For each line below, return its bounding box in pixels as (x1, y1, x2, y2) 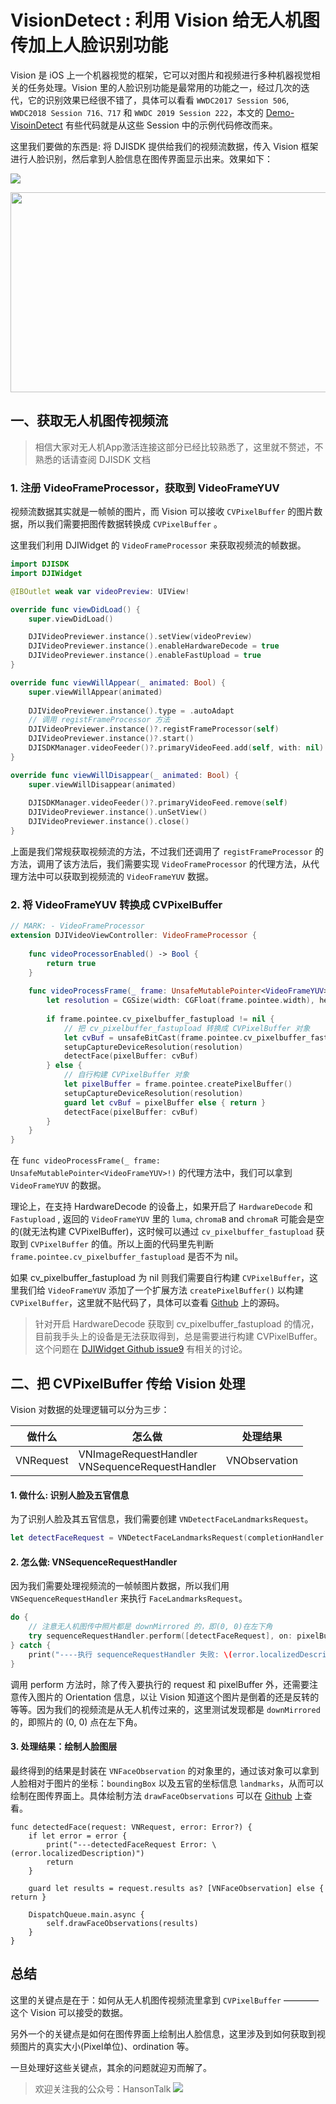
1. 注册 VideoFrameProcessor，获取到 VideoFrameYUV (10, 481, 280, 495)
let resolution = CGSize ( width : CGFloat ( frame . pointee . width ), (46, 996, 315, 1006)
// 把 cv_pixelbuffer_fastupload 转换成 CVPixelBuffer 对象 (63, 1023, 311, 1033)
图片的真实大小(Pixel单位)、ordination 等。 (18, 2040, 195, 2052)
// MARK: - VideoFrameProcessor (10, 921, 145, 931)
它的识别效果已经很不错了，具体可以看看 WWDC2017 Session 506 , (27, 94, 290, 106)
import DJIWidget (10, 568, 83, 578)
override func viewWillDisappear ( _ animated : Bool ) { (10, 770, 240, 780)
